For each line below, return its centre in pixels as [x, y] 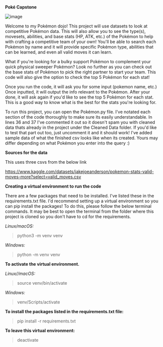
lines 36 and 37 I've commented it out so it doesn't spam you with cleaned [80, 122]
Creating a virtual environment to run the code [53, 186]
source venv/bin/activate [42, 283]
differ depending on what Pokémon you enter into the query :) [67, 143]
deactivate [28, 340]
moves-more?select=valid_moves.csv [43, 177]
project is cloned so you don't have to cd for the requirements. [68, 217]
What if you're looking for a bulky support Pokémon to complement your [78, 62]
